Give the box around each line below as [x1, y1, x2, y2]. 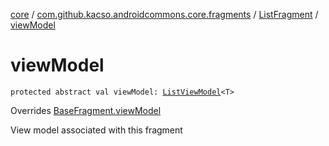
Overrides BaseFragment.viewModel [10, 104, 162, 116]
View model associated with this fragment [10, 124, 183, 136]
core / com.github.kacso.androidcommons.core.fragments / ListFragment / [10, 9, 319, 20]
